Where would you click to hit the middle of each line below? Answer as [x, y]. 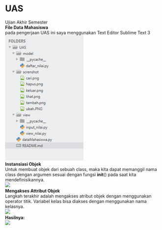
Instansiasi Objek [23, 164]
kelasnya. [15, 206]
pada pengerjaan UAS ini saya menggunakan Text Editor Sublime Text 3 [78, 32]
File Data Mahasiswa [27, 27]
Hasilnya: [15, 217]
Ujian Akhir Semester [27, 22]
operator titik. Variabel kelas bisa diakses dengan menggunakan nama [76, 201]
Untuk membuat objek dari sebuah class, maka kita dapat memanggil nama [81, 169]
